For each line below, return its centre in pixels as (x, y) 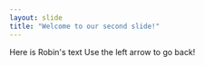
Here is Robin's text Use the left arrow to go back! (102, 52)
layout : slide (36, 18)
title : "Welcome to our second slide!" (85, 26)
